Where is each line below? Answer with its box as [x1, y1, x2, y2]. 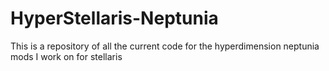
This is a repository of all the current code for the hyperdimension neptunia [10, 40, 320, 52]
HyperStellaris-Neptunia [10, 7, 219, 30]
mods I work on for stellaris [10, 50, 123, 62]
